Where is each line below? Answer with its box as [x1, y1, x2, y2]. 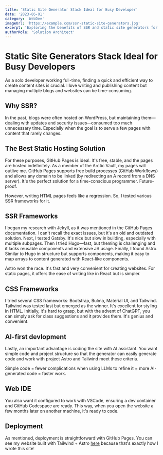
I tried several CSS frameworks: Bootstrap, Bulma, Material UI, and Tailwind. [5, 298, 157, 304]
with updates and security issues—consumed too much [21, 120, 133, 126]
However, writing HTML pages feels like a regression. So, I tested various [5, 193, 152, 198]
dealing [5, 120, 20, 126]
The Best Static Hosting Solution [5, 144, 106, 153]
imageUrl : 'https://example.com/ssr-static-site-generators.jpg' [5, 20, 140, 26]
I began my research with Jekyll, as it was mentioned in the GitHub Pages [5, 225, 152, 231]
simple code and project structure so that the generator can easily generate [5, 351, 157, 356]
